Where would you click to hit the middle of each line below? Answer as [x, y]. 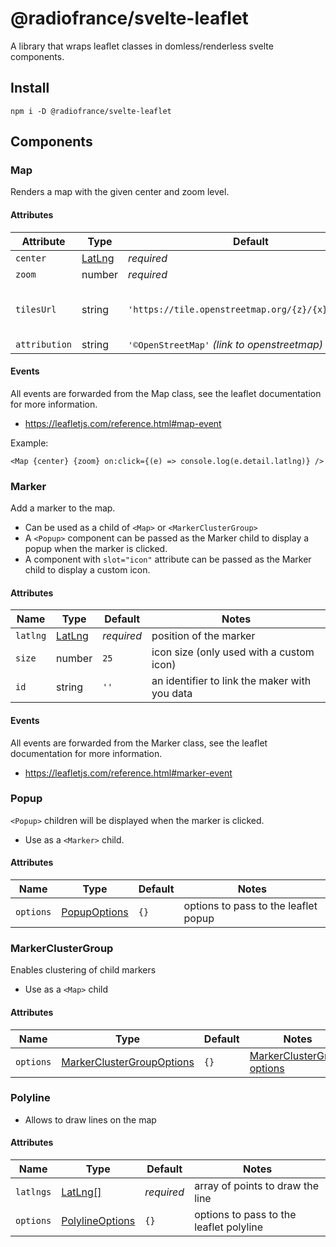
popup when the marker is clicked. [96, 549]
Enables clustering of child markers [83, 970]
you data [172, 694]
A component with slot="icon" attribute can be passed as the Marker [168, 559]
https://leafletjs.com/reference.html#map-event [123, 423]
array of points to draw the [256, 1186]
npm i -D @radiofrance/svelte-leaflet [91, 111]
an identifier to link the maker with [231, 681]
